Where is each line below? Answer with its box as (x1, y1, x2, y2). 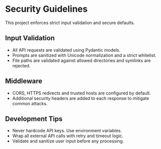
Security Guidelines (5, 3, 88, 15)
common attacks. (12, 100, 48, 106)
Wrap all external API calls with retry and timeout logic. (12, 133, 124, 139)
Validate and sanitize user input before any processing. (12, 138, 124, 144)
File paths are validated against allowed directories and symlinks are (12, 58, 151, 63)
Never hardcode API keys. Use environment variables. (12, 128, 122, 134)
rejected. (12, 62, 31, 68)
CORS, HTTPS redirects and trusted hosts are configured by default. (12, 90, 151, 96)
